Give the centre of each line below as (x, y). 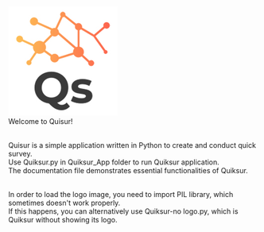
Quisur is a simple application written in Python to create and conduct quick (132, 145)
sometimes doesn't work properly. (64, 203)
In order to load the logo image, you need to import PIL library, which (121, 194)
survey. (20, 154)
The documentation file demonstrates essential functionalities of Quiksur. (128, 170)
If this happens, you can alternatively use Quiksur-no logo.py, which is (123, 211)
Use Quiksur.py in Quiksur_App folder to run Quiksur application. (114, 162)
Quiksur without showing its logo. (63, 220)
